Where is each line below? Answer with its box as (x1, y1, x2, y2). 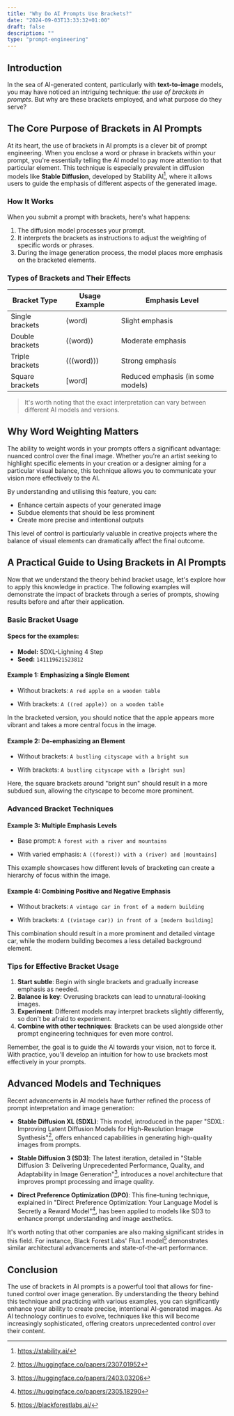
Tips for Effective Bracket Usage (7, 962, 120, 972)
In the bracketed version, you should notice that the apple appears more (7, 713, 214, 722)
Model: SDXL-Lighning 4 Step (17, 647, 104, 655)
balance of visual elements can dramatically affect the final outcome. (7, 536, 205, 545)
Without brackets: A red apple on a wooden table (17, 686, 161, 694)
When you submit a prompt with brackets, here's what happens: (7, 212, 192, 221)
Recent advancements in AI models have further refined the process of (7, 1096, 211, 1105)
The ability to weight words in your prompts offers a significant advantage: (7, 444, 221, 453)
